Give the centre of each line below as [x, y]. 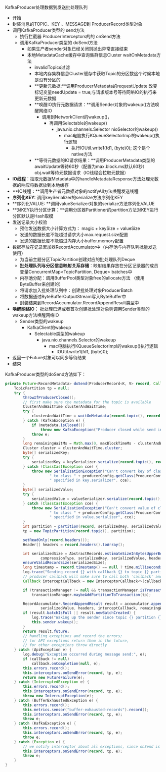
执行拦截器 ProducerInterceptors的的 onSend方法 [70, 36]
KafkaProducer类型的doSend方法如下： [46, 374]
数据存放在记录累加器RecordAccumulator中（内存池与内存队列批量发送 [84, 247]
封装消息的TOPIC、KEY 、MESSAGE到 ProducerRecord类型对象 [77, 24]
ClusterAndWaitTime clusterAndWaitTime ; [65, 407]
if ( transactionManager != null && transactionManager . [82, 590]
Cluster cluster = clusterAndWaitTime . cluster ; [73, 448]
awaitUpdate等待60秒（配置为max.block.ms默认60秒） [91, 166]
